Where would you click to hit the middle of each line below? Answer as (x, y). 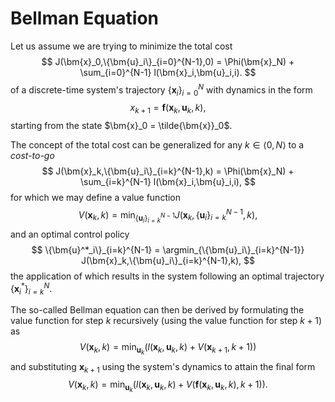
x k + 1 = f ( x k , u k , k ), (168, 109)
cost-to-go (32, 156)
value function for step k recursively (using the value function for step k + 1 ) (166, 321)
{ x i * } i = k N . (31, 288)
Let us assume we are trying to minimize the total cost (121, 46)
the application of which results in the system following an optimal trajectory (167, 276)
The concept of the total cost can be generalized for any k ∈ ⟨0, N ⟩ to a (157, 145)
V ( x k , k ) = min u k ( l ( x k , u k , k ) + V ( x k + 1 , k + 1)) (168, 349)
